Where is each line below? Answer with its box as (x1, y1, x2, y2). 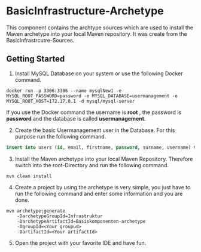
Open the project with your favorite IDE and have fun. (14, 239, 147, 246)
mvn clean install (6, 173, 52, 179)
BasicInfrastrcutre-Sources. (6, 36, 75, 44)
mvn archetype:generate (6, 208, 66, 214)
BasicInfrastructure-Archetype (6, 4, 164, 18)
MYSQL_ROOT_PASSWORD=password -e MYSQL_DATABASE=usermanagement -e (6, 93, 178, 99)
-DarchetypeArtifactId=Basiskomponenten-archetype (17, 218, 146, 225)
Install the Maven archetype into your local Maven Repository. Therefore (14, 155, 193, 162)
